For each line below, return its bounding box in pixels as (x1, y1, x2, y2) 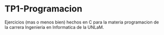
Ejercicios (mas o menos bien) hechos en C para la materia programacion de (4, 19, 159, 25)
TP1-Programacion (4, 3, 83, 14)
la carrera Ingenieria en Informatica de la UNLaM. (4, 24, 104, 30)
